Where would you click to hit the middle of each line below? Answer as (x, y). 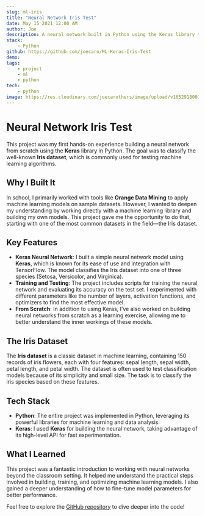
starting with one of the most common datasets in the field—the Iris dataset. (102, 223)
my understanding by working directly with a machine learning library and (99, 210)
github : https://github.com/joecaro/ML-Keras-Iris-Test (79, 52)
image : (15, 97)
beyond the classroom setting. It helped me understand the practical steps (100, 475)
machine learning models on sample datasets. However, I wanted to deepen (102, 204)
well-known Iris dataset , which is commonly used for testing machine (94, 157)
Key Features (32, 242)
